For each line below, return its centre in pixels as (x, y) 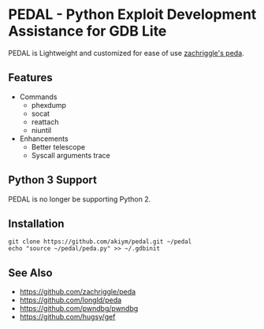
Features (30, 78)
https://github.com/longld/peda (71, 300)
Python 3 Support (52, 180)
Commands (38, 97)
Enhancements (44, 139)
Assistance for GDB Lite (87, 31)
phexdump (49, 105)
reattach (45, 122)
